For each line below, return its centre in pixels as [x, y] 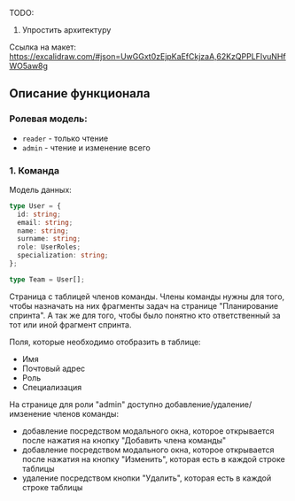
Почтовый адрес [54, 368]
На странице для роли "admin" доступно [86, 404]
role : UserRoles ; [49, 247]
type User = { [35, 206]
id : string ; [39, 214]
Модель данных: [41, 189]
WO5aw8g [29, 66]
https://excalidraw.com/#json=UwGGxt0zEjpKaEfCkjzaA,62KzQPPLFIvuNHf [147, 56]
